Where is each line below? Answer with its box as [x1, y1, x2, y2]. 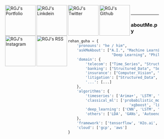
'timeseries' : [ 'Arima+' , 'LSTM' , [85, 93, 156, 98]
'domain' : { [76, 57, 101, 62]
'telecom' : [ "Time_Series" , [85, 61, 143, 67]
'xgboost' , [129, 102, 151, 107]
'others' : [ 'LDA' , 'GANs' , [85, 112, 141, 116]
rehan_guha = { [68, 39, 99, 44]
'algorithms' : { [76, 89, 110, 93]
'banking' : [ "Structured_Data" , [85, 66, 151, 71]
